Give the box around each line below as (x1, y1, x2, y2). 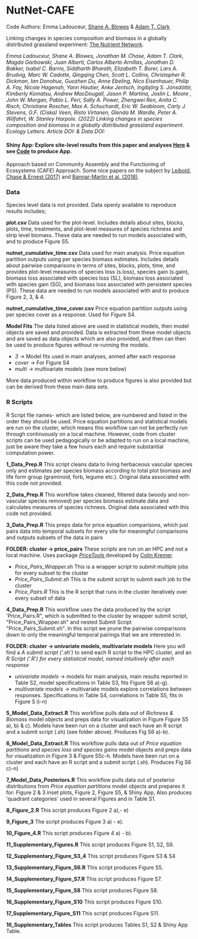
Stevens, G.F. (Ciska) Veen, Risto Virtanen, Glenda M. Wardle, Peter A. (6, 109, 177, 116)
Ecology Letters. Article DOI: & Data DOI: (6, 128, 105, 135)
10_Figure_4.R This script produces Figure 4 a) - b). (6, 829, 133, 837)
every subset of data (14, 594, 66, 601)
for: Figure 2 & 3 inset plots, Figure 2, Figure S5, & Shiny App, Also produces (6, 789, 192, 796)
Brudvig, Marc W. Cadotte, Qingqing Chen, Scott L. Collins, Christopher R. (6, 71, 186, 78)
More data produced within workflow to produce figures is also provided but (6, 377, 192, 384)
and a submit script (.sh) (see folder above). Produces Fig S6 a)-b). (6, 728, 170, 735)
